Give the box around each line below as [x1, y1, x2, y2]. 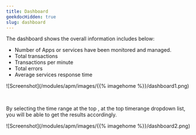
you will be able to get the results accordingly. [6, 111, 117, 118]
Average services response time [14, 71, 92, 79]
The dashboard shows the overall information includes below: [6, 35, 155, 42]
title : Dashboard [6, 8, 49, 15]
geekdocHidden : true [6, 14, 57, 20]
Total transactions [14, 53, 59, 60]
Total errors [14, 65, 43, 72]
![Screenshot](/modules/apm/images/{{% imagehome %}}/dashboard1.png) [6, 83, 190, 90]
